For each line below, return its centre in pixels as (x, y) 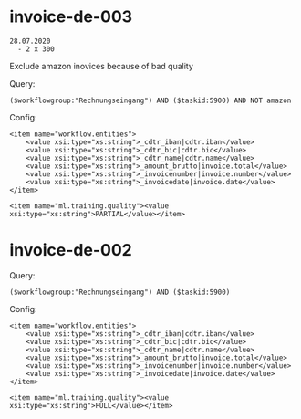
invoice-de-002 (71, 251)
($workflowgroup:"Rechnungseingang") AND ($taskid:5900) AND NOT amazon (150, 100)
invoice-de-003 (71, 17)
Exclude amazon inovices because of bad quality (102, 66)
